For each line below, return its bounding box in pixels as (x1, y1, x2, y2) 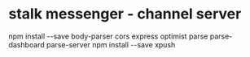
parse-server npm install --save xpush (46, 39, 176, 49)
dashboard (8, 39, 45, 49)
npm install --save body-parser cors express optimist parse (8, 31, 208, 41)
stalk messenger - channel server (8, 5, 242, 23)
